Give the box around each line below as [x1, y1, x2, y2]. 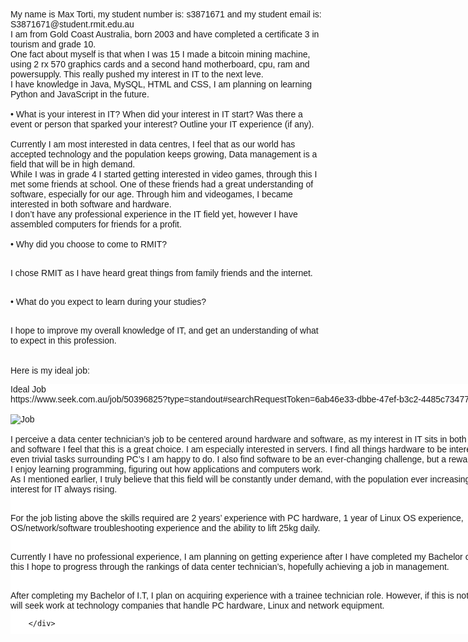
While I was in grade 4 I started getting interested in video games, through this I [10, 169, 318, 180]
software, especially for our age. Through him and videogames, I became [10, 189, 293, 200]
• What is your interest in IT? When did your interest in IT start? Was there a [10, 109, 303, 120]
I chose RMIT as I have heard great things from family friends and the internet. [10, 268, 313, 278]
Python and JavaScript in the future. [10, 89, 150, 100]
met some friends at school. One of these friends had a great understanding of [10, 179, 314, 190]
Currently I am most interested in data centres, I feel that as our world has [10, 139, 296, 150]
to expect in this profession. [10, 335, 117, 346]
